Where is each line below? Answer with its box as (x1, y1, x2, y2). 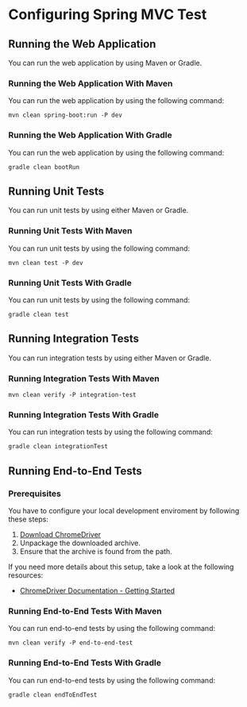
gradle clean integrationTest (8, 443, 109, 451)
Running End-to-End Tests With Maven (8, 605, 162, 617)
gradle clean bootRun (8, 163, 80, 171)
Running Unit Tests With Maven (8, 225, 133, 236)
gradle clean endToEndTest (8, 690, 98, 699)
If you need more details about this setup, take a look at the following (8, 562, 234, 572)
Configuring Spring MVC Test (8, 6, 207, 24)
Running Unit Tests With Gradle (8, 277, 133, 288)
